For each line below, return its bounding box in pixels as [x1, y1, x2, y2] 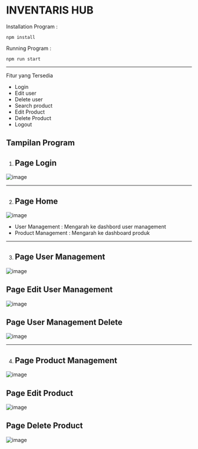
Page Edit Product [6, 388, 74, 398]
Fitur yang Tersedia [6, 72, 53, 79]
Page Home [14, 196, 58, 206]
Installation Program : [6, 23, 58, 30]
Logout [14, 121, 32, 128]
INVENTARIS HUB [6, 4, 94, 17]
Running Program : [6, 45, 52, 52]
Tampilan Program [6, 138, 75, 148]
